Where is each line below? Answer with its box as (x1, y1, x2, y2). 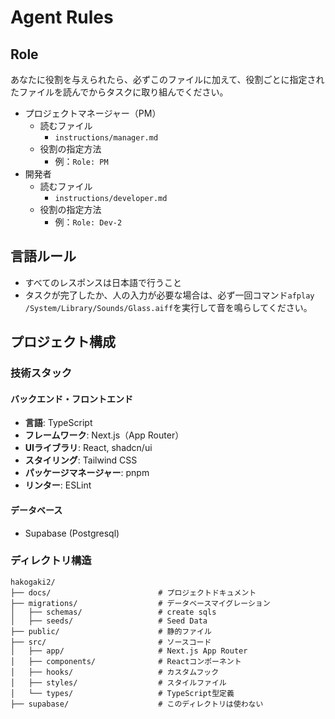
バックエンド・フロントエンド (10, 392, 133, 405)
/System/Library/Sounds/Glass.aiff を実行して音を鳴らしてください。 (24, 301, 313, 313)
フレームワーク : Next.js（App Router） (24, 429, 185, 441)
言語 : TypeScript (24, 417, 93, 429)
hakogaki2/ (10, 577, 56, 587)
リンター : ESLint (24, 479, 92, 491)
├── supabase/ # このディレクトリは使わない (10, 699, 264, 709)
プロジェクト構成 (10, 334, 116, 351)
